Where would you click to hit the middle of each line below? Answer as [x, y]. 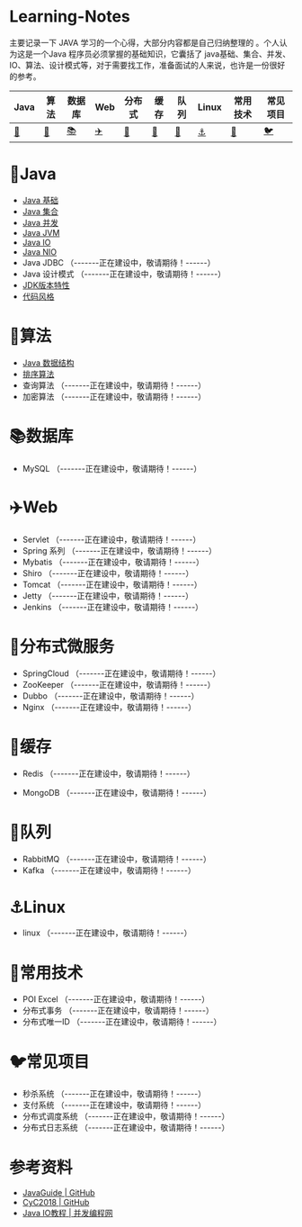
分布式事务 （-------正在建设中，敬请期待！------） [118, 1011]
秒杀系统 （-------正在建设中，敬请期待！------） [114, 1094]
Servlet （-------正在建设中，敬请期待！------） [111, 539]
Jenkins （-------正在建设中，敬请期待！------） [113, 607]
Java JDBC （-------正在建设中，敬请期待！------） [119, 262]
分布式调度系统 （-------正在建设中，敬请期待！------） [126, 1116]
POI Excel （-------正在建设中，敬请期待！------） [116, 999]
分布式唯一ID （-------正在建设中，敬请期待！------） [122, 1022]
